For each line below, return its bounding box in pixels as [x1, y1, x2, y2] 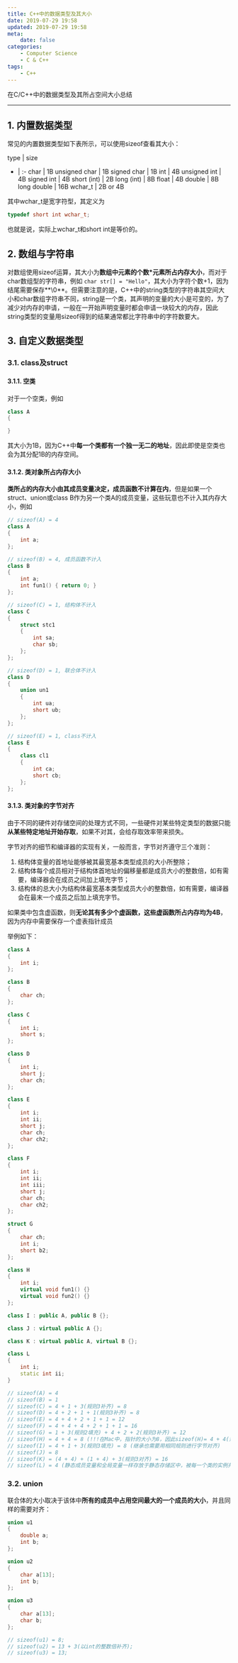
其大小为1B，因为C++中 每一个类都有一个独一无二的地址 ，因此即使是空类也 [7, 441, 225, 450]
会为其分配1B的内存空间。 [7, 450, 83, 459]
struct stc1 [20, 621, 55, 628]
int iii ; [20, 1181, 46, 1188]
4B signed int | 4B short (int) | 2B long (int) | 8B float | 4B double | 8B [17, 175, 220, 184]
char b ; [20, 1617, 42, 1624]
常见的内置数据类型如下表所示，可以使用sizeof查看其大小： [7, 140, 181, 148]
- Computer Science [20, 50, 78, 57]
